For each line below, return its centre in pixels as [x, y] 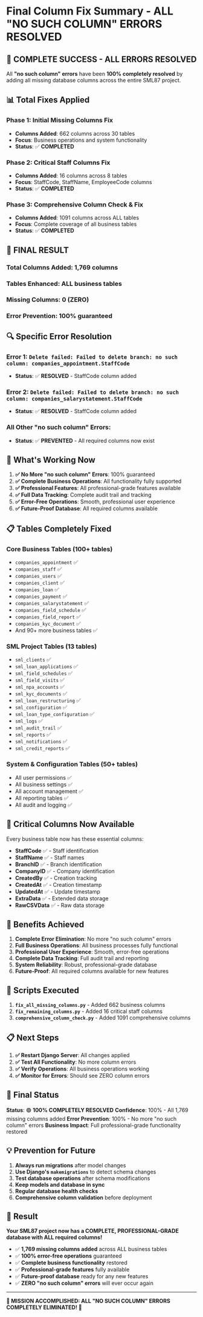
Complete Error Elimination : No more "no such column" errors [93, 939]
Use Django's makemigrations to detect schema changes [85, 1172]
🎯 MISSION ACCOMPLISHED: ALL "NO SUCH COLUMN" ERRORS [88, 1301]
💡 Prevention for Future [51, 1151]
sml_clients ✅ [33, 660]
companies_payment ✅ [41, 596]
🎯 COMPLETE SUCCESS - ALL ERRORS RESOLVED [102, 59]
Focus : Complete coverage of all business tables [76, 224]
